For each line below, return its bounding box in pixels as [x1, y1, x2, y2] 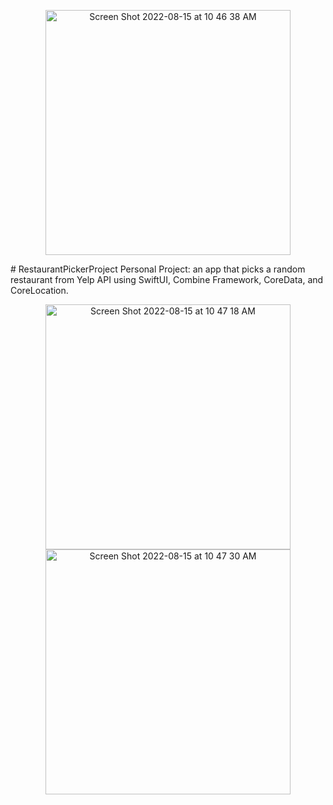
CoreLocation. [10, 285, 69, 296]
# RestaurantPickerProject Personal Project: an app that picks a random [10, 263, 306, 275]
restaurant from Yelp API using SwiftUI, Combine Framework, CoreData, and [10, 274, 324, 285]
